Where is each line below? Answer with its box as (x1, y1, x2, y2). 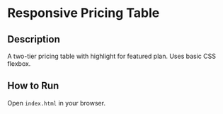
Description (7, 33, 60, 45)
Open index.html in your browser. (7, 98, 106, 107)
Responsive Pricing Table (7, 5, 160, 21)
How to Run (7, 80, 59, 92)
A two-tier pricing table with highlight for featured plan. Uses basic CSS (7, 52, 216, 60)
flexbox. (7, 59, 31, 68)
